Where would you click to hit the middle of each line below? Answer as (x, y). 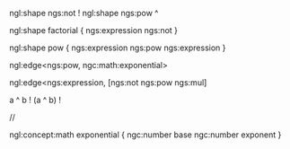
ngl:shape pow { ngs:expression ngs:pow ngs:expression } (118, 48)
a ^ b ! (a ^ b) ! (35, 100)
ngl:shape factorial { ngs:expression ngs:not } (93, 30)
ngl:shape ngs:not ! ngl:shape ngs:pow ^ (84, 13)
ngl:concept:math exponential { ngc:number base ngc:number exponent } (145, 135)
